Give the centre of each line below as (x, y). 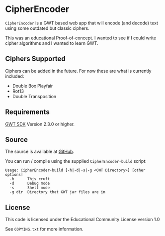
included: (15, 76)
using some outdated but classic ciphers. (47, 28)
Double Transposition (34, 96)
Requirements (27, 112)
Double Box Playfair (33, 86)
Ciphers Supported (35, 59)
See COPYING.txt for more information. (44, 229)
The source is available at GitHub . (40, 152)
